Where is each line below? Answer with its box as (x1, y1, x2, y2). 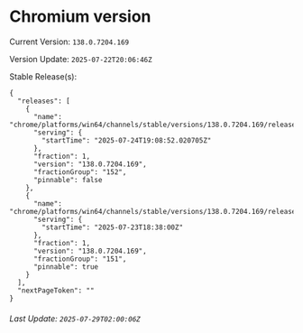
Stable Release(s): (9, 70, 78, 82)
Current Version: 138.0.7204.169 (9, 36, 130, 47)
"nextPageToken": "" (17, 286, 95, 295)
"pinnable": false (32, 175, 103, 184)
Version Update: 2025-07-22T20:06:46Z (9, 53, 152, 64)
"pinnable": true (32, 262, 99, 272)
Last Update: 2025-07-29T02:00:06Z (9, 313, 142, 324)
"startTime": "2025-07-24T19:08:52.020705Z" (41, 135, 212, 145)
